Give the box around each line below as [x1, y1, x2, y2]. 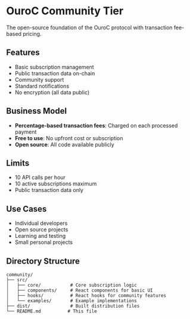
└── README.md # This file [6, 308, 97, 314]
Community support [14, 76, 64, 83]
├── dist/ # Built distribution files [6, 303, 140, 309]
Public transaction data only [14, 187, 83, 194]
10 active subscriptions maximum [14, 180, 97, 187]
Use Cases [6, 204, 47, 214]
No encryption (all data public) [14, 88, 90, 96]
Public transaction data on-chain [14, 70, 95, 77]
